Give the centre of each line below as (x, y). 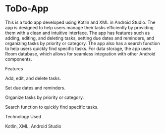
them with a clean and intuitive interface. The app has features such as (78, 33)
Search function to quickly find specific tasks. (52, 107)
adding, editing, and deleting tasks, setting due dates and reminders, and (80, 38)
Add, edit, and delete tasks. (33, 78)
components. (19, 59)
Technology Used (23, 116)
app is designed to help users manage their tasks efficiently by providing (79, 27)
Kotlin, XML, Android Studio (33, 126)
